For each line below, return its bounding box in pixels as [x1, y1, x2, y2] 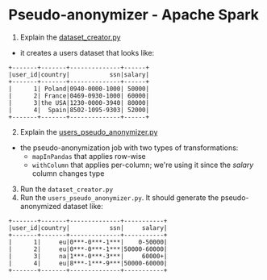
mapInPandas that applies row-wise [31, 151, 147, 161]
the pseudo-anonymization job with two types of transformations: [19, 143, 239, 153]
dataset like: [63, 201, 103, 211]
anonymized [19, 201, 62, 211]
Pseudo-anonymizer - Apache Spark [8, 6, 260, 24]
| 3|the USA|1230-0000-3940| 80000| [8, 98, 150, 107]
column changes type [31, 168, 105, 178]
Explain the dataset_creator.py [19, 32, 121, 42]
